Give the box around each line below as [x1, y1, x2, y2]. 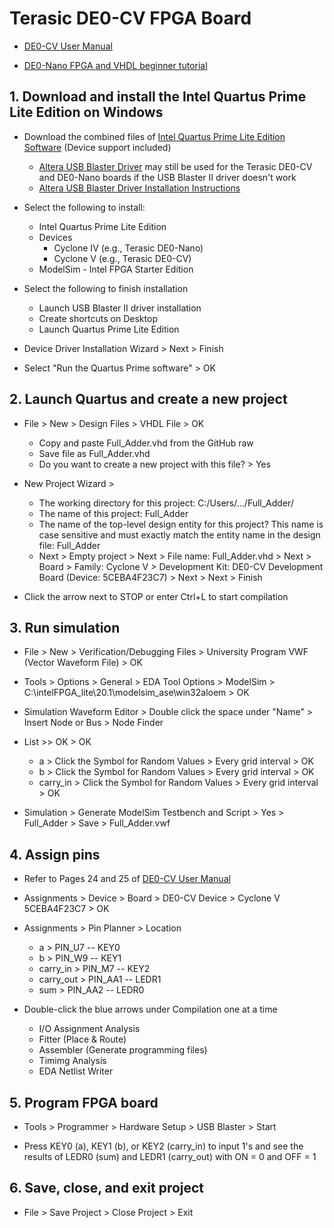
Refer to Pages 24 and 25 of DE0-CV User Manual [23, 873, 231, 885]
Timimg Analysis [38, 1055, 107, 1067]
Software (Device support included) [23, 141, 172, 153]
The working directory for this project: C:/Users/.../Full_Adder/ [38, 497, 294, 509]
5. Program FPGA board [9, 1094, 159, 1111]
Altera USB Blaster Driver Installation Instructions [38, 182, 241, 194]
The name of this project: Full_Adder [38, 507, 189, 519]
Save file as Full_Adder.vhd [38, 447, 151, 459]
